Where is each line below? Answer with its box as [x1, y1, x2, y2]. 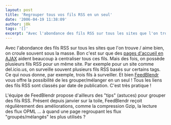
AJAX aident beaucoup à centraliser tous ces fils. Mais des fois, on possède [5, 56, 165, 61]
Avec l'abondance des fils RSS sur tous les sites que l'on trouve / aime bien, [5, 45, 164, 51]
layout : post [5, 7, 33, 13]
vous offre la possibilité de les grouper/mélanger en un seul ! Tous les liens [5, 77, 162, 83]
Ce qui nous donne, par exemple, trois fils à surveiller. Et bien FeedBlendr [5, 72, 159, 77]
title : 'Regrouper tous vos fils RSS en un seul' [5, 12, 113, 17]
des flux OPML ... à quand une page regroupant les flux [5, 108, 122, 114]
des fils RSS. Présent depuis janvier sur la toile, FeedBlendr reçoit [5, 98, 142, 104]
